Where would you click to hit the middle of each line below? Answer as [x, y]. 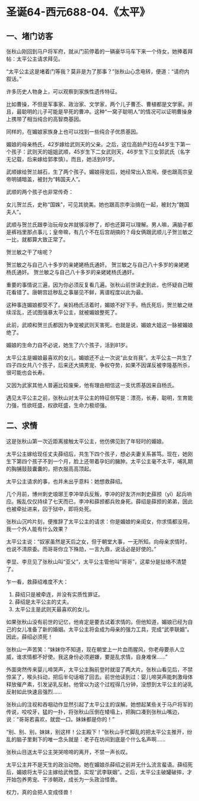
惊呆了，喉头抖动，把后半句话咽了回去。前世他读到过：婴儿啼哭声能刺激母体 [99, 677]
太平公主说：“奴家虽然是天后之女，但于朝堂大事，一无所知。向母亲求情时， [98, 541]
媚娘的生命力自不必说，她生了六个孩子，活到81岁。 [69, 345]
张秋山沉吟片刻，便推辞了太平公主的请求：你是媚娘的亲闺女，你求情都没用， [99, 522]
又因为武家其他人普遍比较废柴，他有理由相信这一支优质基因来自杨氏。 [92, 385]
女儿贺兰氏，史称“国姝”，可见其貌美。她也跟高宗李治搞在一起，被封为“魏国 [98, 205]
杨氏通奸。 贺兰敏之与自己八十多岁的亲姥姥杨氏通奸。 [72, 272]
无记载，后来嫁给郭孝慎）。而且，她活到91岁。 [62, 159]
